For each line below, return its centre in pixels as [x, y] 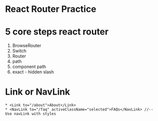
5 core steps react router [57, 32]
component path [29, 67]
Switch [19, 51]
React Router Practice [51, 9]
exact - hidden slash [33, 72]
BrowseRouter [27, 46]
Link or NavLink [38, 92]
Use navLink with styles [31, 114]
